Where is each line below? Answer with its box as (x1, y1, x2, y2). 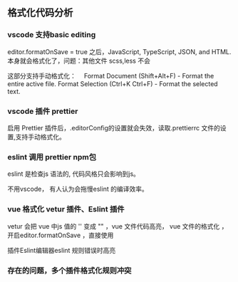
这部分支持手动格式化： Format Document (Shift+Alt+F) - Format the (7, 71, 214, 80)
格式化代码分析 (7, 6, 73, 19)
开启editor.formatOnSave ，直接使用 (7, 231, 114, 239)
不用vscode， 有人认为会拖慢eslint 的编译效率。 (7, 184, 148, 194)
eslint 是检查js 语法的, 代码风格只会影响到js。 (7, 169, 140, 178)
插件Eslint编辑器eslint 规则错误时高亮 (7, 246, 116, 254)
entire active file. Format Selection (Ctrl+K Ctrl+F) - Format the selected (7, 79, 219, 88)
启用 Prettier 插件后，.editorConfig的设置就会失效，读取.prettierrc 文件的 (7, 123, 221, 132)
